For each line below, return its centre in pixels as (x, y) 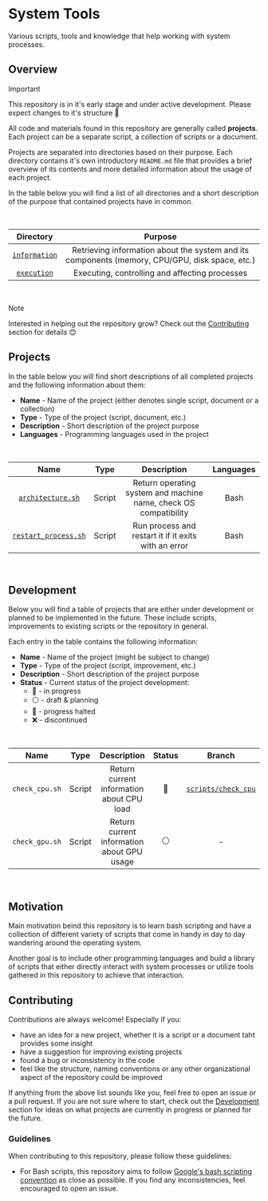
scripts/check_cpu (221, 789)
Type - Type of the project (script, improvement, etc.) (108, 666)
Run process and (165, 526)
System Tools (54, 14)
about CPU (122, 799)
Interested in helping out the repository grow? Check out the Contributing (129, 323)
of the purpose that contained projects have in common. (101, 201)
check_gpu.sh (37, 842)
